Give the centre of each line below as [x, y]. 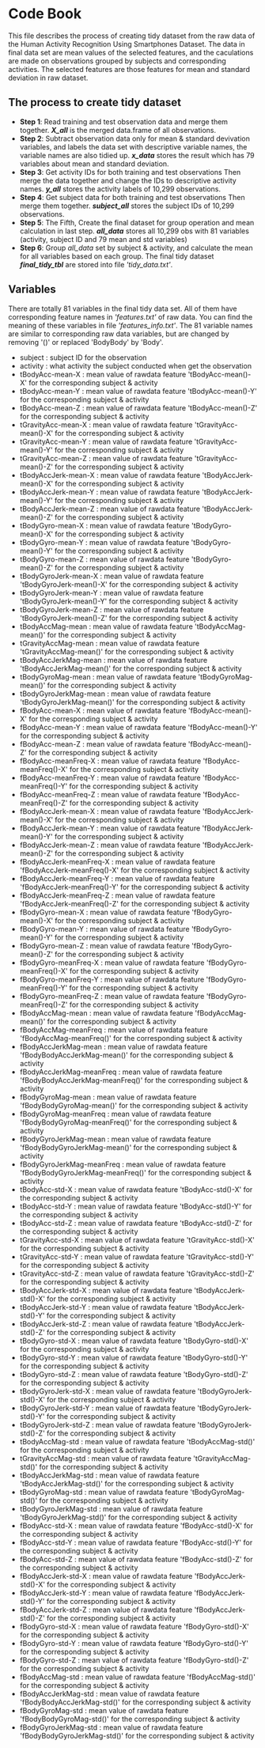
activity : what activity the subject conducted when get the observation [135, 365]
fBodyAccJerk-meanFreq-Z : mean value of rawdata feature [117, 895]
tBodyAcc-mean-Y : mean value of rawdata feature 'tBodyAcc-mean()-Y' [138, 391]
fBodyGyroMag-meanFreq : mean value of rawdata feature [115, 1114]
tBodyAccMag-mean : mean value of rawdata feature [106, 626]
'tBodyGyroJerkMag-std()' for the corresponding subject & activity [128, 1517]
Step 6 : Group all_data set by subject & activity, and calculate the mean [136, 248]
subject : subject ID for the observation [83, 358]
